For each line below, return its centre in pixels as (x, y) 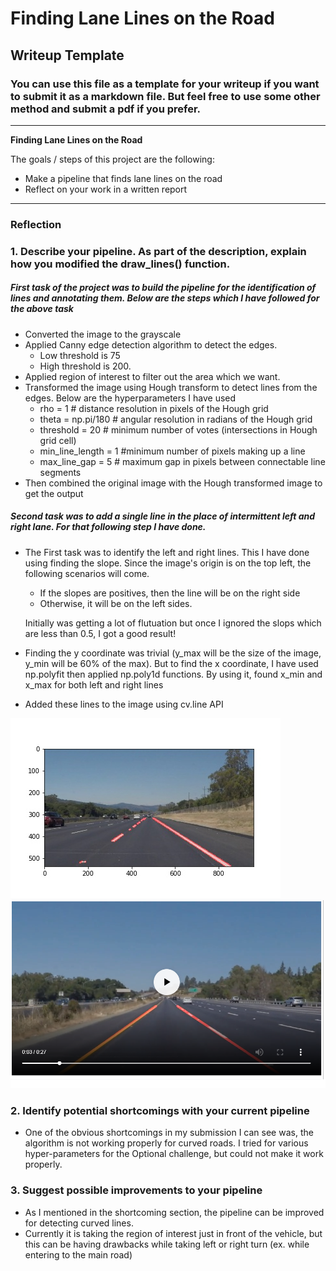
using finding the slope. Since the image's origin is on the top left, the (168, 563)
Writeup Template (67, 55)
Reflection (36, 224)
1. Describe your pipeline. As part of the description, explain (158, 251)
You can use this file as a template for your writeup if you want (165, 84)
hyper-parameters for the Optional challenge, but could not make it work (174, 1154)
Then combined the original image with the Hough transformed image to (173, 483)
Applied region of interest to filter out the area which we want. (152, 376)
